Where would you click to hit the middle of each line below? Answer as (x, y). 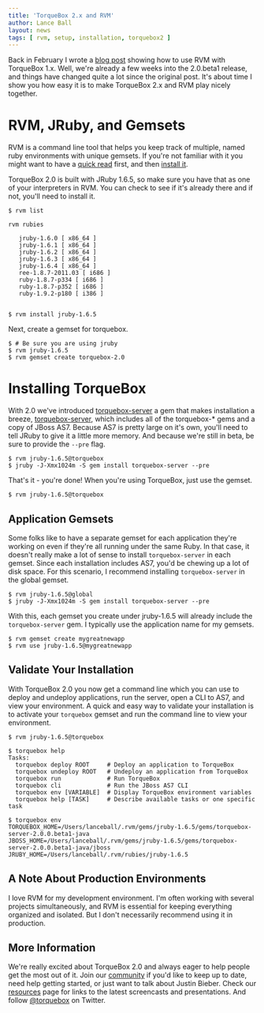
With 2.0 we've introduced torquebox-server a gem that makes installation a (132, 411)
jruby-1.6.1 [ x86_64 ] (58, 246)
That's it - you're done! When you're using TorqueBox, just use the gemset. (130, 480)
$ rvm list (26, 211)
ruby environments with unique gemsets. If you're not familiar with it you (126, 156)
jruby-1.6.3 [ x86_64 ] (58, 259)
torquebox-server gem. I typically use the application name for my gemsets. (131, 624)
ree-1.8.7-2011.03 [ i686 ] (65, 273)
